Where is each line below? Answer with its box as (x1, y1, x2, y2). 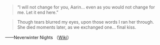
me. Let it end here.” (17, 9, 59, 15)
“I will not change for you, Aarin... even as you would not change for (17, 4, 155, 10)
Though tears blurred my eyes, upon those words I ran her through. (17, 19, 154, 25)
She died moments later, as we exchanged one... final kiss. (17, 24, 136, 30)
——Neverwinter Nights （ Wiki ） (5, 35, 72, 40)
